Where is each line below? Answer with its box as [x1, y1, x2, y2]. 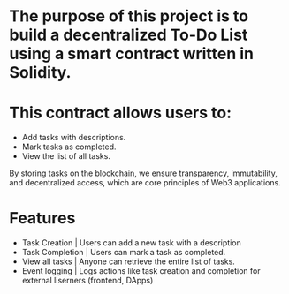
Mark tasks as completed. [21, 141, 117, 152]
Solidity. [9, 63, 72, 83]
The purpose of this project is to [9, 6, 249, 26]
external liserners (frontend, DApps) [21, 275, 154, 286]
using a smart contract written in [9, 44, 255, 64]
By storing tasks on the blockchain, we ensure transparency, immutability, [9, 168, 278, 178]
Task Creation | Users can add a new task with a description [21, 237, 241, 248]
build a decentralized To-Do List [9, 25, 248, 45]
